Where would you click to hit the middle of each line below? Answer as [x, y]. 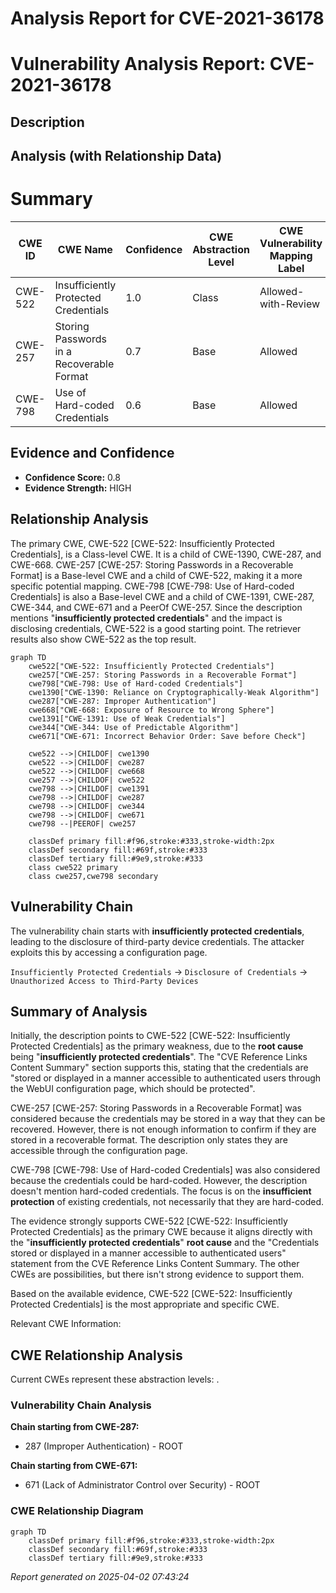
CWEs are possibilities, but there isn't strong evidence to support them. [157, 1274]
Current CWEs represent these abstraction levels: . [115, 1379]
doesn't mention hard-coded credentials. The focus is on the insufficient [161, 1191]
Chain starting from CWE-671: [74, 1466]
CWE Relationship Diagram [77, 1511]
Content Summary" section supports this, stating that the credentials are [159, 1068]
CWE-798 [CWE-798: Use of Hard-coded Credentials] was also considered [165, 1170]
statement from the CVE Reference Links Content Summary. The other [155, 1264]
